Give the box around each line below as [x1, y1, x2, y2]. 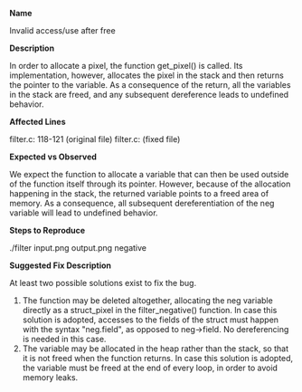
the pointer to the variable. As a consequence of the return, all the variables [9, 80, 291, 90]
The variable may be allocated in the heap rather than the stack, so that [22, 343, 289, 354]
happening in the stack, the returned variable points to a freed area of [9, 188, 269, 198]
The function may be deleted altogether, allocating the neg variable [22, 295, 273, 306]
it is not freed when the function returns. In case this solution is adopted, [22, 353, 294, 363]
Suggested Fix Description [9, 260, 111, 271]
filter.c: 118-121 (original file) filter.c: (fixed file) [9, 134, 181, 144]
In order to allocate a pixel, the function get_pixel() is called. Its [9, 61, 243, 71]
